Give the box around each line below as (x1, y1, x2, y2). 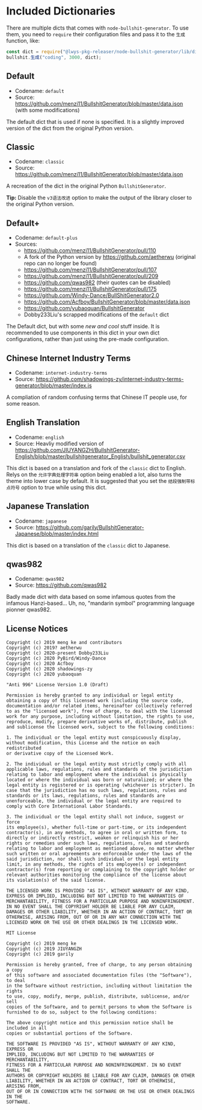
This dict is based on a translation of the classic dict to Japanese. (6, 541, 170, 549)
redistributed (6, 745, 42, 751)
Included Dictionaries (6, 4, 115, 18)
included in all (6, 1025, 47, 1032)
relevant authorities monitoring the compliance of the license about (6, 872, 187, 878)
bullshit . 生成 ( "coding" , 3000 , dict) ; (6, 54, 102, 60)
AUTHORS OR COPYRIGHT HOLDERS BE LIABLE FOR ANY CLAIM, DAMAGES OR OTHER (6, 1073, 195, 1079)
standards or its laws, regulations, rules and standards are (6, 793, 165, 799)
